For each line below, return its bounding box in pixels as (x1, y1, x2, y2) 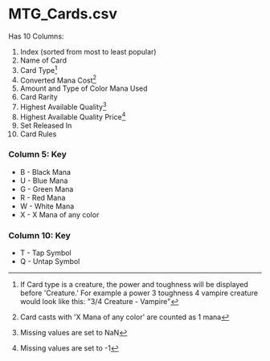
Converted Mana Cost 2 (19, 74, 97, 85)
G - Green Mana (19, 184, 74, 193)
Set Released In (19, 120, 72, 130)
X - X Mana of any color (19, 209, 100, 219)
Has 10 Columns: (8, 31, 64, 41)
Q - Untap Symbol (19, 257, 80, 266)
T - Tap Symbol (19, 248, 72, 258)
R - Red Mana (19, 193, 66, 202)
